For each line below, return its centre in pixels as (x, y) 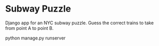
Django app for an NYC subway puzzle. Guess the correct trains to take (79, 23)
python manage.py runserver (35, 38)
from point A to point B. (30, 28)
